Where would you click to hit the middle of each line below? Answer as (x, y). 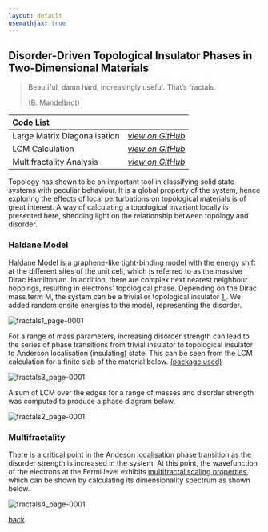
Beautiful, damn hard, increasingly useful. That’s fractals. (122, 87)
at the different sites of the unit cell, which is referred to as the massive (125, 271)
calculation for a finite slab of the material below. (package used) (115, 362)
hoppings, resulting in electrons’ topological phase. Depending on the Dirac (133, 288)
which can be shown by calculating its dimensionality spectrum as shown (129, 480)
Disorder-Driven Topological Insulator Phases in (130, 56)
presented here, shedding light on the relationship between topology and (128, 216)
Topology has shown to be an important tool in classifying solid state (121, 182)
